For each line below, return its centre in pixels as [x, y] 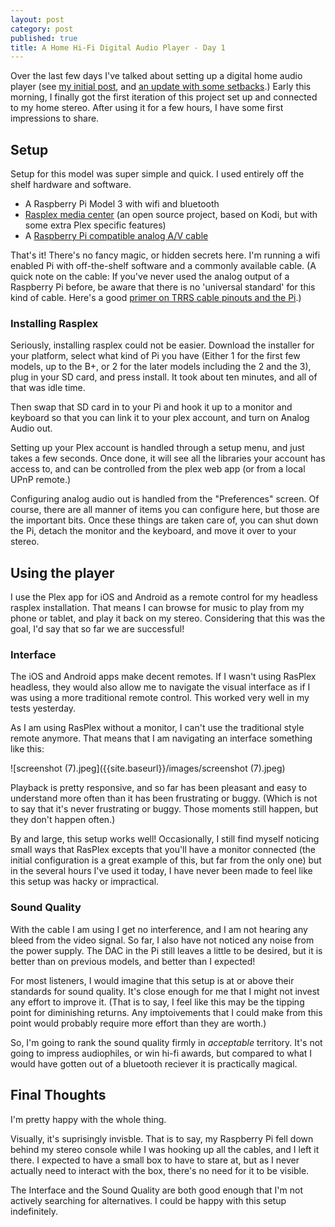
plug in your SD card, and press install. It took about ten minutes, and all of [164, 377]
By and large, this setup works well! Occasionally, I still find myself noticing [165, 839]
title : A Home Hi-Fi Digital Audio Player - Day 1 [118, 47]
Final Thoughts [58, 1095]
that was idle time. [48, 388]
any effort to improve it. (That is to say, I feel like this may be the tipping [157, 1002]
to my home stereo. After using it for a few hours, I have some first [147, 108]
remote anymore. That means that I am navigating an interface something [161, 738]
